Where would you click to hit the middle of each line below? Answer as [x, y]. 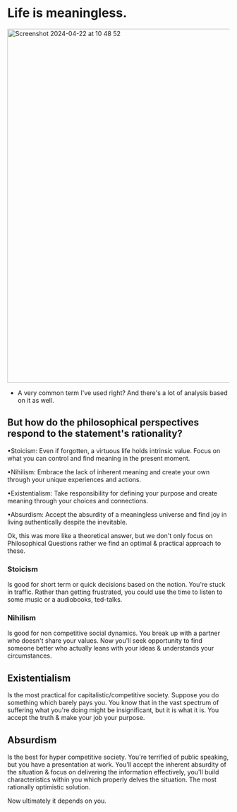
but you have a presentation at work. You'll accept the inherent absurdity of [117, 764]
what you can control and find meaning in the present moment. [99, 458]
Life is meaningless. [67, 13]
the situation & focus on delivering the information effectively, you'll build [113, 772]
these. [17, 551]
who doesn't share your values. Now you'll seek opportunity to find [105, 641]
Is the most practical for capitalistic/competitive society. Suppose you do [113, 695]
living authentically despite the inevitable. [67, 522]
